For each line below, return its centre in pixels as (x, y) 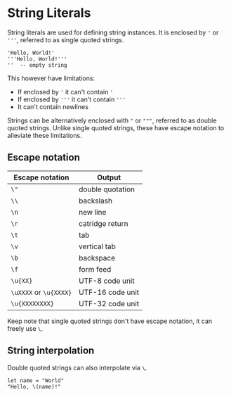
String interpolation (51, 351)
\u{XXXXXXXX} (33, 303)
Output (109, 177)
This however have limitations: (51, 78)
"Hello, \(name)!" (34, 386)
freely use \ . (25, 328)
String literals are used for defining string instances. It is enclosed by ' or (113, 32)
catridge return (103, 223)
